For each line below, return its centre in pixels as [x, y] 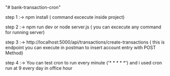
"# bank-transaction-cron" [33, 7]
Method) [14, 53]
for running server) [25, 32]
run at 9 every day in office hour [39, 68]
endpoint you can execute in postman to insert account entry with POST [81, 47]
